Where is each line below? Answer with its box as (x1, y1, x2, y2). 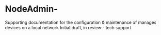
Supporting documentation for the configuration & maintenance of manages (5, 19, 157, 25)
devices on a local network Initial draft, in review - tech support (5, 24, 131, 30)
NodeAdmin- (5, 3, 58, 15)
